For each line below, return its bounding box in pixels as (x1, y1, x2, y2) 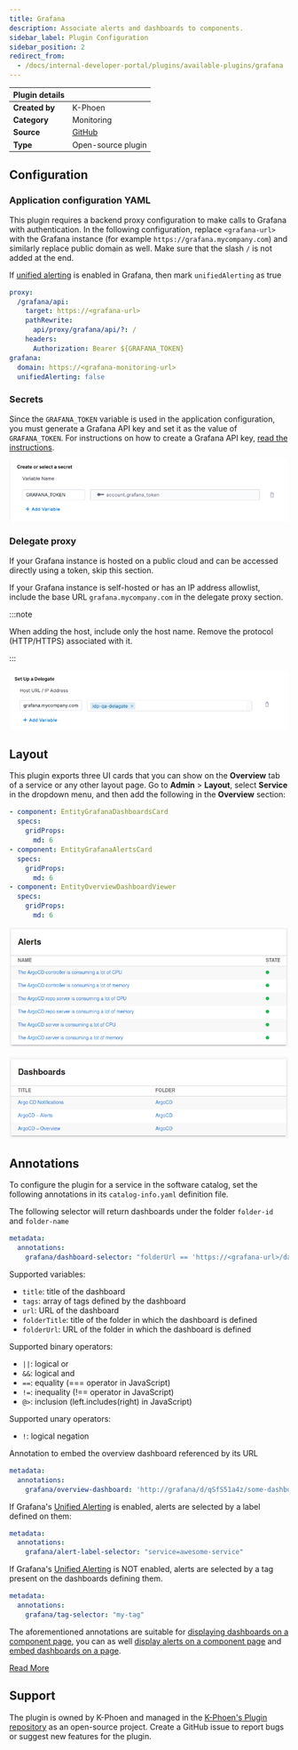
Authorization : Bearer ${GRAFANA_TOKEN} (32, 343, 184, 353)
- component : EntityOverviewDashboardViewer (9, 883, 176, 891)
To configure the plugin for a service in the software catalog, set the (9, 1180, 258, 1190)
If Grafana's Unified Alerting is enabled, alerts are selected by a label (9, 1501, 261, 1512)
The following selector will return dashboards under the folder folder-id (9, 1206, 274, 1217)
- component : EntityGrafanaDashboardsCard (9, 808, 169, 817)
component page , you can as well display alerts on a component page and (9, 1635, 282, 1646)
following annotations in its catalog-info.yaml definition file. (9, 1189, 229, 1200)
